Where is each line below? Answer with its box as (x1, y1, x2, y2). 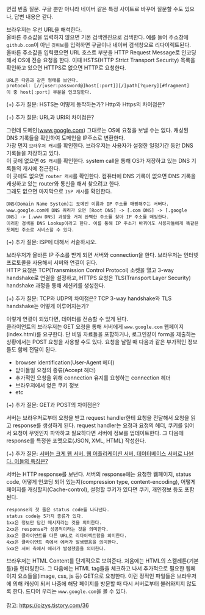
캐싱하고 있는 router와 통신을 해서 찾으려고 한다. (6, 180, 121, 187)
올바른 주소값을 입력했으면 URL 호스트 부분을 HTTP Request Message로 (6, 49, 181, 56)
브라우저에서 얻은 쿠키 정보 (15, 382, 79, 389)
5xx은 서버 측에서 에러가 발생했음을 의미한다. (6, 545, 107, 552)
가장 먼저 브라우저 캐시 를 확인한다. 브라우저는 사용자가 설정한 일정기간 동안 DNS (6, 142, 193, 149)
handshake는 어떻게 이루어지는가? (6, 303, 89, 309)
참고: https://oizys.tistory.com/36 (6, 602, 90, 609)
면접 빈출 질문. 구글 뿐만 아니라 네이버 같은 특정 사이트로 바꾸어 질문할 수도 (6, 5, 184, 12)
